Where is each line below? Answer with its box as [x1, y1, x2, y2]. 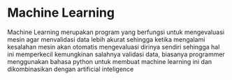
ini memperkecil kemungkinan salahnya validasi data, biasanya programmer [7, 50, 225, 58]
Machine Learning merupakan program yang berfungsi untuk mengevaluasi [7, 28, 225, 36]
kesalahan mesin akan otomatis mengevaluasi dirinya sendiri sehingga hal [7, 42, 220, 51]
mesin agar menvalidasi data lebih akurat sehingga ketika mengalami [7, 35, 205, 43]
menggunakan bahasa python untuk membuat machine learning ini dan [7, 57, 212, 65]
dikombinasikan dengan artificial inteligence [7, 65, 134, 73]
